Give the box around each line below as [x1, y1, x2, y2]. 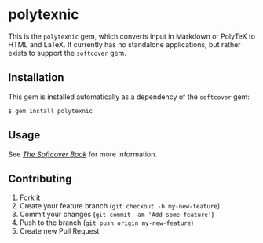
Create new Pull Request [19, 226, 100, 236]
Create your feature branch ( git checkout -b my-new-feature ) [19, 201, 221, 211]
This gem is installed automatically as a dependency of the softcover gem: [8, 92, 250, 101]
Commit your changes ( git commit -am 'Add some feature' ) [19, 210, 214, 219]
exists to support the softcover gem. [8, 48, 127, 57]
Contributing [8, 171, 72, 186]
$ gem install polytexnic [8, 107, 93, 115]
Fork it [19, 193, 41, 202]
